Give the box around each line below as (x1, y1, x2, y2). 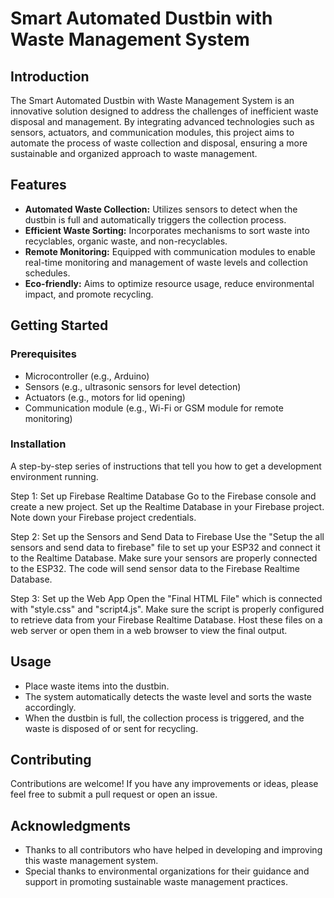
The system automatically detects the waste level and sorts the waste (24, 690, 313, 702)
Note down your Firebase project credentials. (10, 511, 197, 523)
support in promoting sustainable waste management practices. (24, 876, 288, 888)
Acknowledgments (10, 817, 132, 834)
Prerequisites (10, 347, 77, 361)
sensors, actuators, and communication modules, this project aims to (10, 127, 295, 138)
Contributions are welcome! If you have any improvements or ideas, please (10, 778, 319, 790)
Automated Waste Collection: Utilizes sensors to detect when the (24, 203, 298, 215)
